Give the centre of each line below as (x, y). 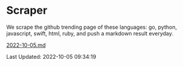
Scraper (27, 10)
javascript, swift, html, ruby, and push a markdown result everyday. (90, 33)
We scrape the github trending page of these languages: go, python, (92, 27)
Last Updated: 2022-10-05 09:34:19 (51, 56)
